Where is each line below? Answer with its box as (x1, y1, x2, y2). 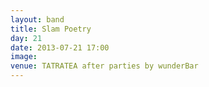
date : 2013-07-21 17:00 (10, 42, 110, 53)
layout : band (10, 14, 65, 25)
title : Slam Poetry (10, 24, 92, 34)
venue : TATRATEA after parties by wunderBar (10, 61, 199, 71)
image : (10, 52, 38, 62)
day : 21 (10, 33, 43, 43)
